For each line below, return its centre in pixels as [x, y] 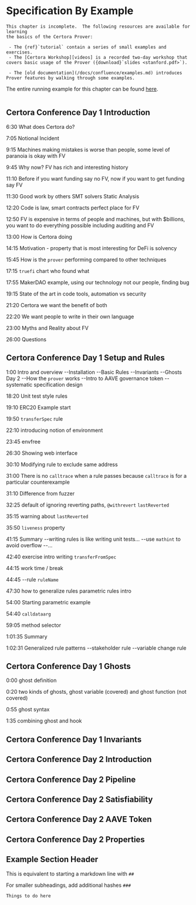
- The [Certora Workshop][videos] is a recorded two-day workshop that [98, 57]
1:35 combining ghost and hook [44, 721]
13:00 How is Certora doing [39, 237]
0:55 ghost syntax [28, 710]
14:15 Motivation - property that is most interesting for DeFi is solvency [92, 248]
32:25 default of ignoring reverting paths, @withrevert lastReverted [88, 505]
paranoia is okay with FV [36, 156]
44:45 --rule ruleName [32, 579]
